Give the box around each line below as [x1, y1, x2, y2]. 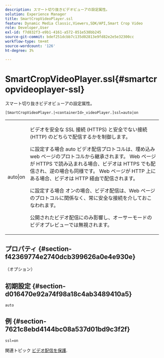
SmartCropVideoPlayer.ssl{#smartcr [5, 73, 157, 85]
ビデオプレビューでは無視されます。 [30, 222, 112, 228]
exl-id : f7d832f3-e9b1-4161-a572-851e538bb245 [5, 30, 102, 35]
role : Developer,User [5, 25, 49, 30]
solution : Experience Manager [5, 12, 67, 17]
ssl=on [5, 338, 19, 343]
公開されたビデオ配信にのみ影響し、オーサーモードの [30, 214, 152, 221]
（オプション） [5, 266, 35, 272]
